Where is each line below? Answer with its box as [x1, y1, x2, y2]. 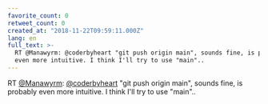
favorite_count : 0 [7, 11, 69, 20]
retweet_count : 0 [7, 19, 66, 27]
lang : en [7, 34, 37, 42]
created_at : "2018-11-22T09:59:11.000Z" [7, 26, 145, 34]
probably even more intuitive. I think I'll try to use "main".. [7, 86, 197, 96]
